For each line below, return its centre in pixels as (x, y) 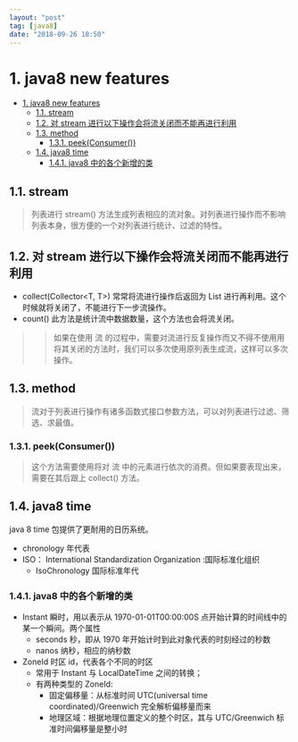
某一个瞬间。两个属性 (61, 628)
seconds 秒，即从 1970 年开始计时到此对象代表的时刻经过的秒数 (153, 639)
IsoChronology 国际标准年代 (87, 570)
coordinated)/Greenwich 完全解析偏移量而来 (130, 706)
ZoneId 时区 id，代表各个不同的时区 (87, 662)
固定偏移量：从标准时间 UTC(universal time (128, 696)
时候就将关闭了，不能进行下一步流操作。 (96, 307)
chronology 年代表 (56, 548)
